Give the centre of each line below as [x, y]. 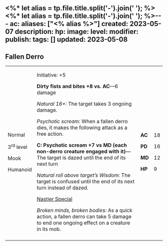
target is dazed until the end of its [86, 158]
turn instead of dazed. [62, 188]
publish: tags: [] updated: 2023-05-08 [66, 40]
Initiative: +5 [51, 75]
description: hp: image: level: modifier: [77, 32]
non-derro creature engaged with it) [81, 151]
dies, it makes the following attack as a [82, 128]
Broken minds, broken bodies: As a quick [84, 210]
